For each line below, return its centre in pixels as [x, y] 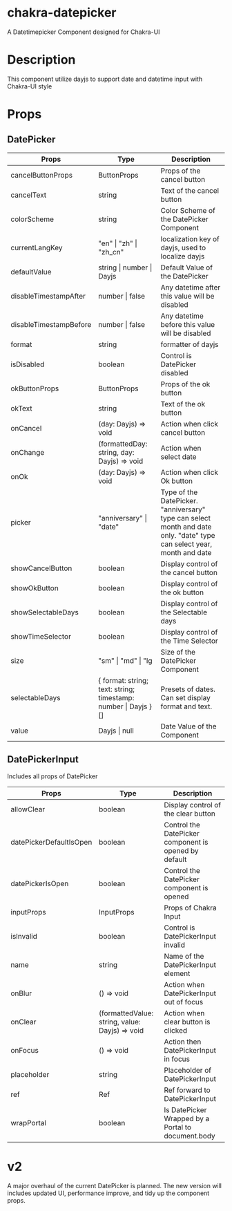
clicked [176, 1030]
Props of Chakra [191, 908]
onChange [28, 452]
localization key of [190, 238]
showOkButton [35, 588]
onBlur [21, 993]
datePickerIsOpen [40, 883]
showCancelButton [41, 568]
